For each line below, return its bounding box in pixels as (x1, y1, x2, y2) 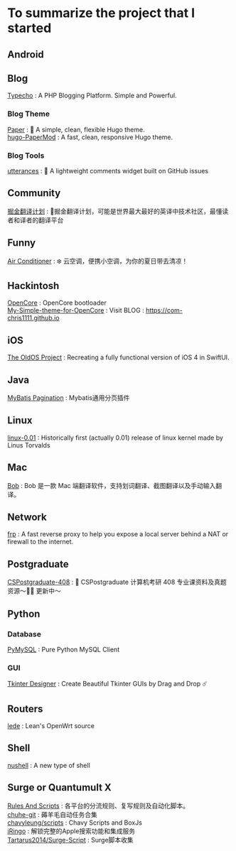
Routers (7, 703, 43, 715)
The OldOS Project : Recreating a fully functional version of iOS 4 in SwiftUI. (7, 353, 230, 362)
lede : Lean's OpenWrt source (7, 722, 95, 730)
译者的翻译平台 (19, 215, 64, 224)
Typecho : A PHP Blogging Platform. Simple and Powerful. (7, 91, 177, 100)
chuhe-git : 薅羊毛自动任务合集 (7, 810, 97, 818)
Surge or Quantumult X (7, 781, 112, 793)
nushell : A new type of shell (7, 761, 90, 769)
